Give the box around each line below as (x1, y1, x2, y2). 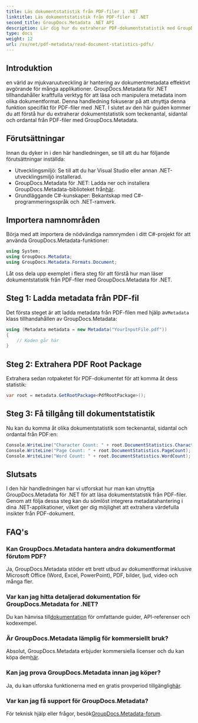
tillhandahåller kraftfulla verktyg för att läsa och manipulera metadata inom (6, 91, 187, 98)
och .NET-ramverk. (70, 198, 117, 205)
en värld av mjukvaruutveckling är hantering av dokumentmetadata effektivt (6, 79, 190, 86)
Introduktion (6, 63, 53, 74)
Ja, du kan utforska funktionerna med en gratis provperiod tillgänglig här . (6, 682, 182, 689)
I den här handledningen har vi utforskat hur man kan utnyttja (6, 485, 155, 492)
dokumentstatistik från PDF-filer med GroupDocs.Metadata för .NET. (6, 276, 173, 283)
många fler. (6, 578, 34, 585)
